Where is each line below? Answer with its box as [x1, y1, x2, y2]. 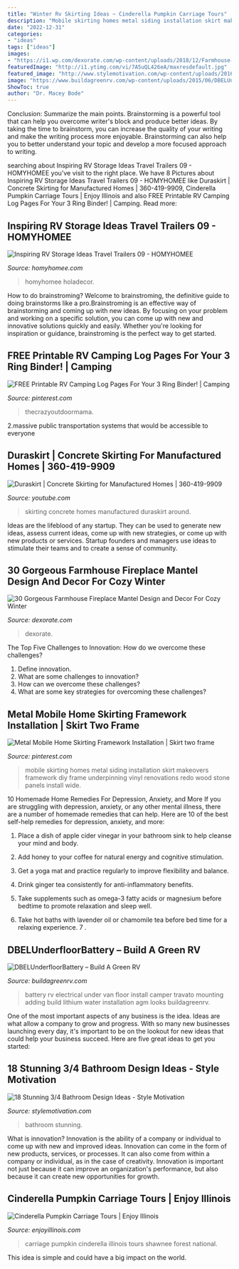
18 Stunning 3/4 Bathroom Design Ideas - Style [7, 1063, 219, 1075]
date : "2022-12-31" [7, 24, 65, 31]
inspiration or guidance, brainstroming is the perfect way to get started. [7, 329, 217, 337]
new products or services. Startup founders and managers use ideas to [7, 536, 217, 545]
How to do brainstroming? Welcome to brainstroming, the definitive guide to [7, 291, 230, 299]
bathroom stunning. [24, 1120, 83, 1129]
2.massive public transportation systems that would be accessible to [7, 421, 208, 430]
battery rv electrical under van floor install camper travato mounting [24, 990, 224, 999]
